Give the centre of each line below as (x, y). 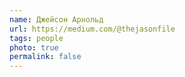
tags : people (36, 38)
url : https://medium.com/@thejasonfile (92, 29)
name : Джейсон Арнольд (56, 19)
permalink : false (45, 57)
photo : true (34, 47)
